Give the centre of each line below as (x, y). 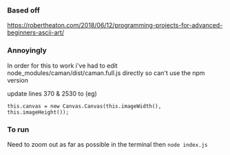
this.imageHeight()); (38, 112)
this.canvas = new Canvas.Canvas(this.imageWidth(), (84, 106)
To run (18, 130)
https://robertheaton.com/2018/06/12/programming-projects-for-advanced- (115, 25)
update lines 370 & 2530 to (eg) (52, 93)
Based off (23, 10)
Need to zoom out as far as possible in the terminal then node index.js (107, 144)
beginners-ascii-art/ (35, 32)
